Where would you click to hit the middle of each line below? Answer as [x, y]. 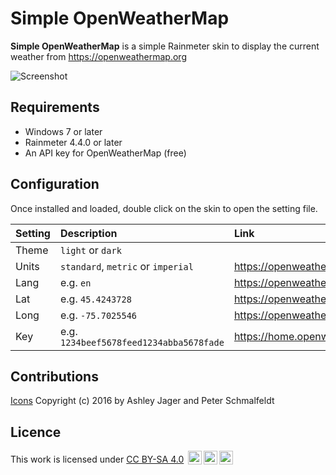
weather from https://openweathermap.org [98, 56]
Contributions [54, 376]
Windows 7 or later [63, 131]
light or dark [90, 250]
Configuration [55, 184]
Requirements [55, 107]
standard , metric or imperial [126, 266]
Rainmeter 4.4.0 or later [73, 142]
